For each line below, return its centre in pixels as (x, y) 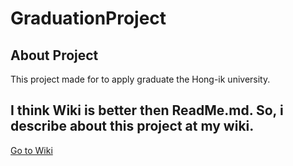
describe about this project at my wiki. (132, 126)
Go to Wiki (31, 150)
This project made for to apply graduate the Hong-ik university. (140, 79)
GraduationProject (88, 18)
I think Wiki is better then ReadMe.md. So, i (147, 110)
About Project (54, 55)
